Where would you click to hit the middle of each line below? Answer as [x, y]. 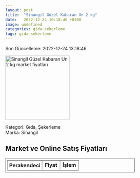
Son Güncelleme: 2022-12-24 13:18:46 [46, 48]
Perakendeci [25, 165]
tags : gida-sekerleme [28, 34]
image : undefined [24, 24]
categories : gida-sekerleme [35, 29]
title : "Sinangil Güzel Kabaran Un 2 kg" [51, 15]
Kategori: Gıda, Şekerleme [33, 127]
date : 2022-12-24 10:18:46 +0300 [43, 19]
